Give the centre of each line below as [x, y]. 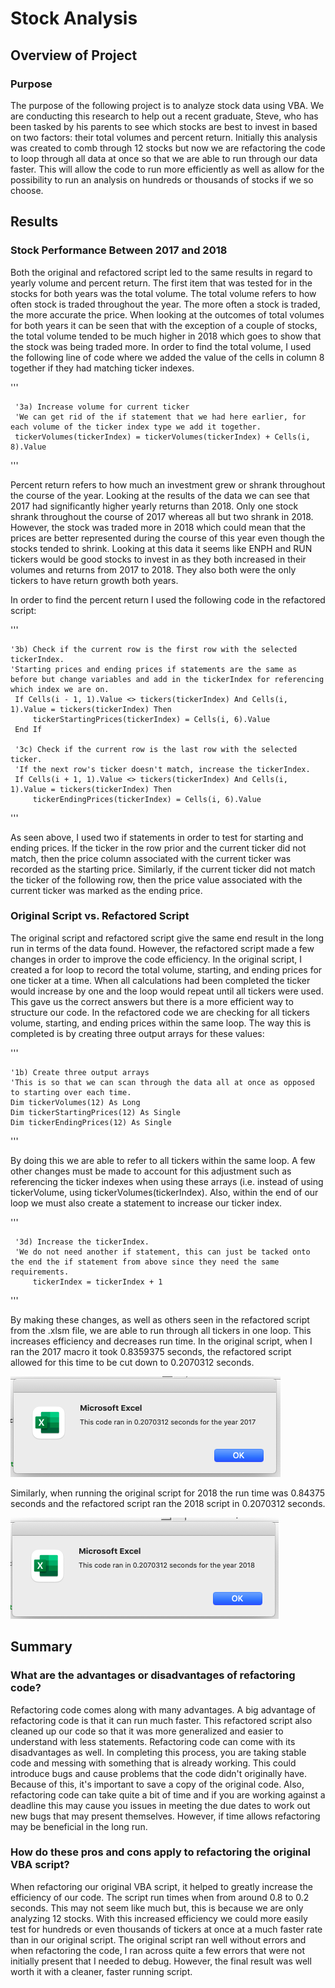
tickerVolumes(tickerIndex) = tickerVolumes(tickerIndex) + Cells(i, [162, 437]
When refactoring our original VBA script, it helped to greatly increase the [161, 1886]
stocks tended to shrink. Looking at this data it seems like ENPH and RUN [161, 548]
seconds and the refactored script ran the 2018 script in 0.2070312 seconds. [168, 1503]
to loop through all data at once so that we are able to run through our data [164, 158]
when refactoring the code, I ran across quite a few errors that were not [157, 1950]
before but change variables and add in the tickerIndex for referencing [167, 679]
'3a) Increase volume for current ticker [102, 407]
